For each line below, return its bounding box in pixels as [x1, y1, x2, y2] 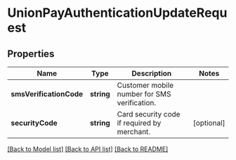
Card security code [117, 109, 181, 119]
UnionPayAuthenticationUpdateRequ [7, 5, 228, 21]
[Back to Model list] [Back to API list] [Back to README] [7, 145, 169, 153]
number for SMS [117, 89, 171, 99]
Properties [7, 48, 55, 60]
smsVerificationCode [11, 89, 84, 99]
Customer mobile [117, 81, 174, 90]
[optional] [192, 118, 225, 128]
